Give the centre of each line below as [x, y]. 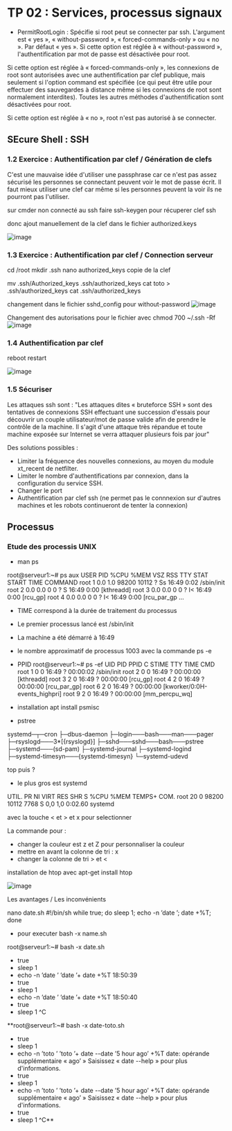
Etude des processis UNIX [52, 546]
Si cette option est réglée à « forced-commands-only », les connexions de [113, 67]
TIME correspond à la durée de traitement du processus [97, 611]
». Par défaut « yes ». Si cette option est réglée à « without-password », [119, 46]
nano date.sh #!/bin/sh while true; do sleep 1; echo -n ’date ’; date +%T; [109, 913]
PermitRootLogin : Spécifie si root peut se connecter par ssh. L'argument [121, 32]
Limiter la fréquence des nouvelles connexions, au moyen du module [115, 461]
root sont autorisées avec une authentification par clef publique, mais [106, 75]
